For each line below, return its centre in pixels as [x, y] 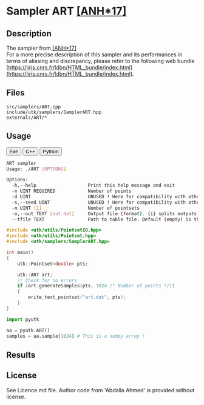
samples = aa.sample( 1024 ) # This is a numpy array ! [76, 336]
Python [51, 151]
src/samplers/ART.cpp [34, 107]
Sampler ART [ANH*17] [66, 11]
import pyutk [23, 320]
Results [21, 355]
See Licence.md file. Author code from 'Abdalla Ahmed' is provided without [100, 390]
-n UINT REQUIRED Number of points [72, 191]
